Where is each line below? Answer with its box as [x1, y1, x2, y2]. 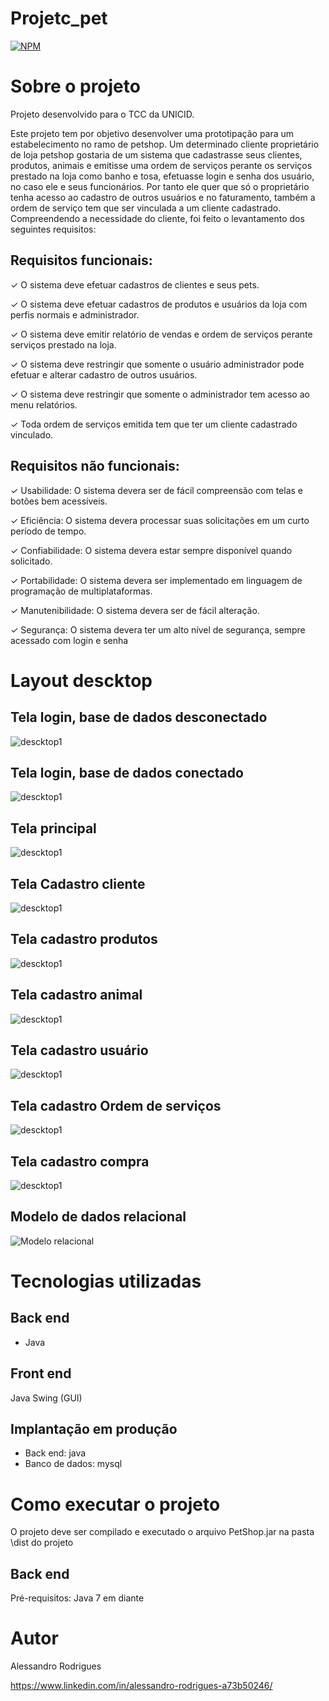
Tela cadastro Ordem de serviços [10, 1097, 222, 1114]
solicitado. [10, 555, 53, 567]
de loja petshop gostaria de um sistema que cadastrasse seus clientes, [10, 148, 303, 161]
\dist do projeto [10, 1537, 74, 1549]
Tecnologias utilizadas [10, 1270, 202, 1292]
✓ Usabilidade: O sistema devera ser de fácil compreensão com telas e [10, 484, 303, 496]
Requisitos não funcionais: [10, 458, 180, 475]
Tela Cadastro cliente [10, 875, 146, 892]
